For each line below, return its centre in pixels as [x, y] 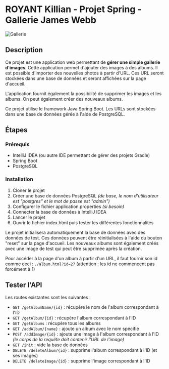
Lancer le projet [29, 217]
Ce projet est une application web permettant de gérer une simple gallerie [83, 62]
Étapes [16, 130]
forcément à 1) [20, 269]
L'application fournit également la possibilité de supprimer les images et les [83, 93]
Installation [19, 179]
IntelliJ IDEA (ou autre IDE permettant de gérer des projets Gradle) [81, 155]
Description [24, 50]
